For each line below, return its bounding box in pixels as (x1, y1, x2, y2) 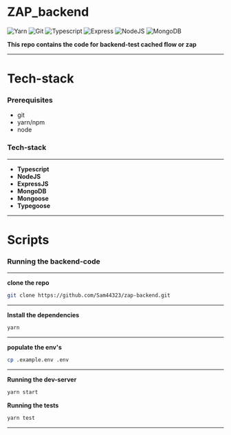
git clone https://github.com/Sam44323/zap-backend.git (7, 292, 170, 299)
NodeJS (16, 172, 41, 180)
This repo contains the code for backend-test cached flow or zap (7, 40, 197, 48)
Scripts (7, 232, 49, 248)
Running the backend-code (7, 256, 101, 266)
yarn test (7, 414, 36, 421)
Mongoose (16, 194, 49, 202)
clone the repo (7, 279, 49, 287)
